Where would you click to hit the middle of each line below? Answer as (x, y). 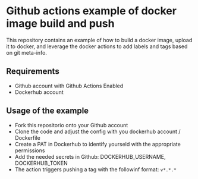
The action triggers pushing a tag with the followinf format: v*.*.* (95, 169)
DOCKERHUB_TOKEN (41, 163)
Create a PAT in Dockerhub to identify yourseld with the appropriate (98, 144)
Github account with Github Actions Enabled (69, 86)
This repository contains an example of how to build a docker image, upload (99, 40)
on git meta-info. (27, 52)
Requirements (33, 72)
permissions (30, 150)
